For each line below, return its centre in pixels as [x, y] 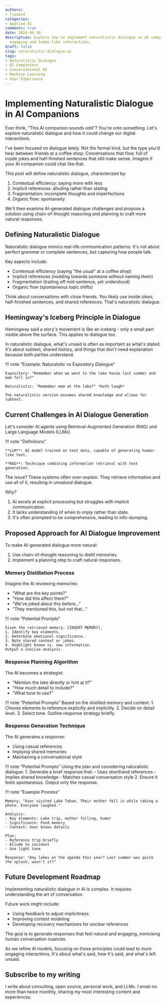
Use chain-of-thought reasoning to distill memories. [65, 554]
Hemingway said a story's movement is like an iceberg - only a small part [80, 329]
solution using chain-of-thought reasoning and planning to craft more [76, 213]
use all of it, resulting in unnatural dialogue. [49, 482]
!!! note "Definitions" [26, 442]
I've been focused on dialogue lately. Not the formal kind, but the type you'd [83, 148]
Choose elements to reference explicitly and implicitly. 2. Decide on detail [80, 708]
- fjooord [15, 14]
